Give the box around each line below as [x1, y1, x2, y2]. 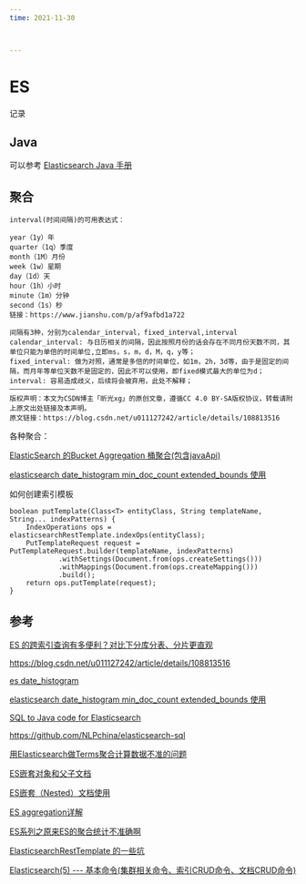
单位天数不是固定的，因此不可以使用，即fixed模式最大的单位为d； [49, 367, 265, 376]
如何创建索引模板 [9, 489, 74, 500]
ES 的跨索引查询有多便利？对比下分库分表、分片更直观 [9, 639, 214, 650]
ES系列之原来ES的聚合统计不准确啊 [9, 826, 141, 837]
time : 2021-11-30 [9, 13, 76, 23]
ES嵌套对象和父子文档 [9, 768, 92, 778]
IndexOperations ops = [25, 523, 112, 533]
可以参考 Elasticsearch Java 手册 [9, 160, 133, 171]
